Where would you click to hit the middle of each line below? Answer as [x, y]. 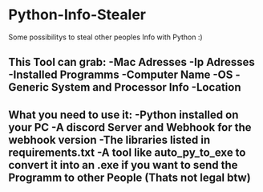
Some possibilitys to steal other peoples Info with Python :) [105, 37]
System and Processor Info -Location [146, 87]
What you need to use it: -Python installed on [123, 114]
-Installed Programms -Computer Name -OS [121, 75]
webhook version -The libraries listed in [109, 139]
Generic [29, 87]
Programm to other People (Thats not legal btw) [129, 177]
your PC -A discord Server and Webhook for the [130, 127]
